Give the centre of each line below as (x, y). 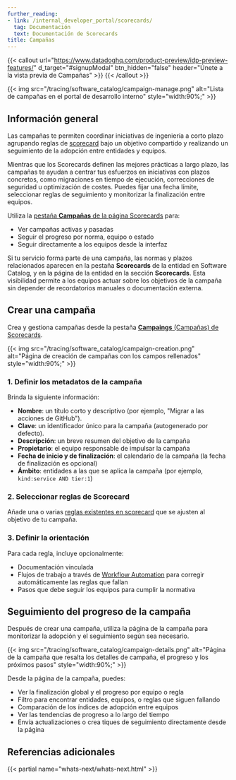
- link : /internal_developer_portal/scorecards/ (80, 20)
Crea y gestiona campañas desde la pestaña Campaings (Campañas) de (113, 327)
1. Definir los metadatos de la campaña (75, 382)
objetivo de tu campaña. (42, 519)
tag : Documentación (42, 27)
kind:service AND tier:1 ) (55, 478)
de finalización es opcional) (57, 463)
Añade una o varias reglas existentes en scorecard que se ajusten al (106, 512)
